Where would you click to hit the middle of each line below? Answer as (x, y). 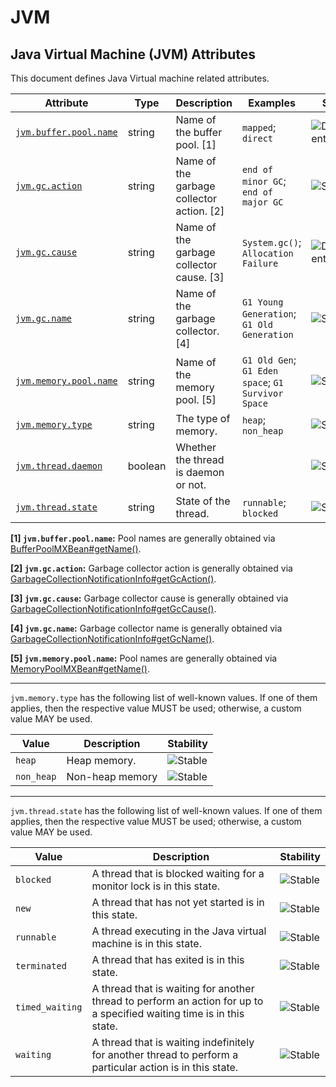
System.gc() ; (271, 242)
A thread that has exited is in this (168, 959)
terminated (41, 966)
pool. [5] (196, 399)
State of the (203, 501)
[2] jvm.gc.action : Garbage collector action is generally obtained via (151, 568)
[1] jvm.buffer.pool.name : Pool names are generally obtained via (143, 538)
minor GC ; (264, 181)
